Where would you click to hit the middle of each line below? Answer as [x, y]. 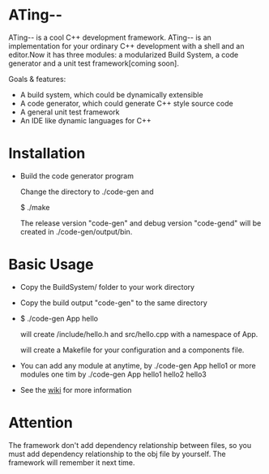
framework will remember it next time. [72, 462]
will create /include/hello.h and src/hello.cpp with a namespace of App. [139, 334]
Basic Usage [51, 265]
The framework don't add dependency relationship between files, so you [130, 445]
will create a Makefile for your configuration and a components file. [132, 350]
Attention [41, 423]
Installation [47, 154]
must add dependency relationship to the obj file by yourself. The [117, 454]
